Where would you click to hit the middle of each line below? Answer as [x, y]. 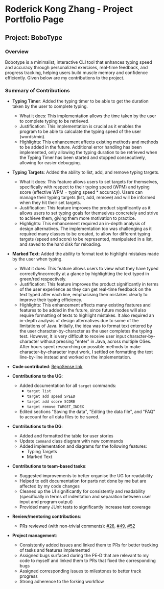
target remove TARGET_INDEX [55, 407]
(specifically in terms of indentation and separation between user [85, 497]
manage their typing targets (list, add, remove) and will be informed [87, 198]
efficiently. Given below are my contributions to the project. [65, 77]
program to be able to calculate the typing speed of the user [80, 131]
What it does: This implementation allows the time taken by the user [88, 116]
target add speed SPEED [51, 397]
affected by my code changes [49, 486]
